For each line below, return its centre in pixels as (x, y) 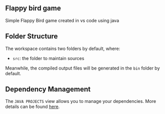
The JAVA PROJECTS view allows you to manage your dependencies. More (81, 101)
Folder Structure (32, 37)
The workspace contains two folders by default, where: (63, 48)
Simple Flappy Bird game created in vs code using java (62, 20)
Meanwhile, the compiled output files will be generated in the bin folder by (82, 68)
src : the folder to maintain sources (48, 58)
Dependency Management (48, 90)
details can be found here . (33, 107)
